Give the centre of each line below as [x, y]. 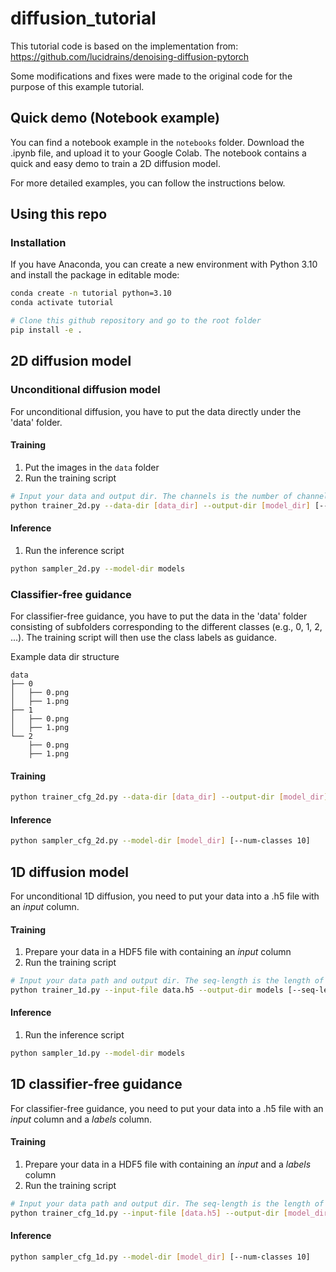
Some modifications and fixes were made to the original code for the [151, 76]
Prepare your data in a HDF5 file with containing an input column [158, 952]
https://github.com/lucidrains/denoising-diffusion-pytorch [130, 56]
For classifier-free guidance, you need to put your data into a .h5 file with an [167, 1108]
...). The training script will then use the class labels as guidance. [143, 637]
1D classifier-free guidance [96, 1084]
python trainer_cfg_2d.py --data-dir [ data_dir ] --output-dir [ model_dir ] [169, 797]
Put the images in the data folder [92, 467]
